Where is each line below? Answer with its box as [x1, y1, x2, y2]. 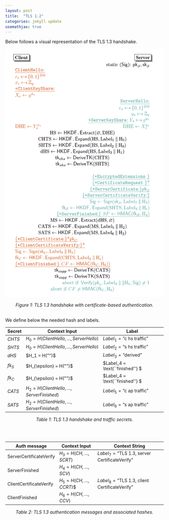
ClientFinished [7, 494, 37, 500]
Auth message [16, 443, 47, 449]
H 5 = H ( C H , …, [59, 478, 90, 485]
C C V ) [59, 498, 71, 503]
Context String [114, 443, 145, 449]
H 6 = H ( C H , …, [59, 491, 90, 498]
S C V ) [59, 470, 70, 476]
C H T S [7, 336, 20, 342]
